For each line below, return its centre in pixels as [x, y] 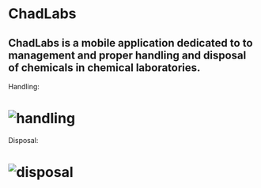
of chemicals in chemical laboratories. [104, 68]
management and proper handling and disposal [127, 55]
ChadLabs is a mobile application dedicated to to [130, 43]
